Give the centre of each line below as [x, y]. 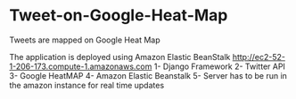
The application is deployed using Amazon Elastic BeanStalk [120, 57]
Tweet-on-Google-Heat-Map [119, 15]
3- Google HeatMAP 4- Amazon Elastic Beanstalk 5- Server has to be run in [148, 75]
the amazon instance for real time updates [87, 85]
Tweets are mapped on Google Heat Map [85, 40]
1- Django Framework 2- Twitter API [219, 66]
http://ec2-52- [259, 57]
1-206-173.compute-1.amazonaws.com [81, 66]
